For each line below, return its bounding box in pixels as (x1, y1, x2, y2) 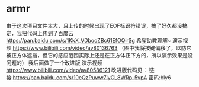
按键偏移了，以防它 (145, 44, 192, 51)
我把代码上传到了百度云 (16, 29, 74, 37)
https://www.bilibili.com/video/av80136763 (12, 44, 118, 51)
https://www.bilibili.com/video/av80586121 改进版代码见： (6, 66, 148, 73)
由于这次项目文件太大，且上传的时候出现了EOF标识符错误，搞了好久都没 (6, 22, 182, 29)
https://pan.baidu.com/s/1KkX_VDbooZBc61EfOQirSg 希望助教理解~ (6, 37, 171, 44)
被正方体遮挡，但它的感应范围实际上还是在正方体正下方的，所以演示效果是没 (6, 51, 193, 59)
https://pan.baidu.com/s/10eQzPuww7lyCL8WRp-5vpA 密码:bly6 (12, 73, 172, 81)
